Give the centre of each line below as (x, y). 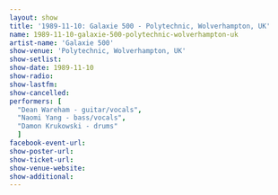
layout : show (34, 18)
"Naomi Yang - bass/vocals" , (72, 118)
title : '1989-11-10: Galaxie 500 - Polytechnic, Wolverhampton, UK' (140, 26)
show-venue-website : (48, 168)
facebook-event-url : (48, 143)
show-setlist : (36, 59)
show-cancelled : (39, 93)
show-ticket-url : (42, 160)
